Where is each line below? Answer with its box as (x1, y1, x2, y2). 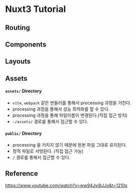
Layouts (5, 57, 31, 66)
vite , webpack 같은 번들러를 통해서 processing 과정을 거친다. (12, 100, 132, 106)
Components (5, 40, 46, 48)
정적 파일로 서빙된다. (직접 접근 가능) (12, 148, 84, 154)
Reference (5, 169, 38, 178)
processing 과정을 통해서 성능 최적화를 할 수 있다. (12, 106, 110, 112)
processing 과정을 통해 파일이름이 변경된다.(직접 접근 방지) (12, 112, 128, 118)
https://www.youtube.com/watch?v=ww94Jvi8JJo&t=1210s (5, 182, 128, 188)
